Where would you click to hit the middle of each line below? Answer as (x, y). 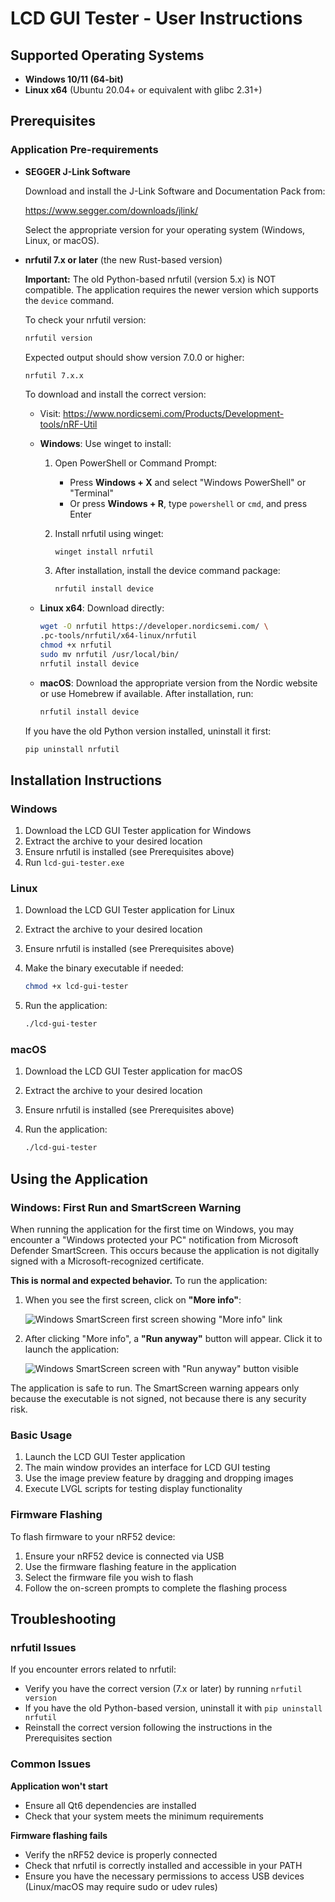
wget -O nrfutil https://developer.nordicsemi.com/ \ (154, 627)
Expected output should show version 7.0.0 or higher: (134, 357)
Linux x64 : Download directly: (102, 608)
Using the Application (79, 1178)
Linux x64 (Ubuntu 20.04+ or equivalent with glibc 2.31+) (143, 90)
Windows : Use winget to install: (105, 443)
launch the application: (72, 1349)
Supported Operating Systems (107, 55)
